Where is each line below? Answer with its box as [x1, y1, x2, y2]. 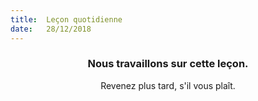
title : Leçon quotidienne [10, 14, 123, 25]
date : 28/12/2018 [10, 24, 92, 34]
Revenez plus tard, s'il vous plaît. [100, 79, 236, 91]
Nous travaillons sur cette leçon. [87, 57, 249, 71]
